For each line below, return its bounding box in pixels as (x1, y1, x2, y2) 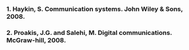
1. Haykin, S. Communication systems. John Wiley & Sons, (6, 5, 183, 13)
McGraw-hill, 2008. (6, 36, 66, 44)
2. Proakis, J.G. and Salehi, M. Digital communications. (6, 28, 172, 37)
